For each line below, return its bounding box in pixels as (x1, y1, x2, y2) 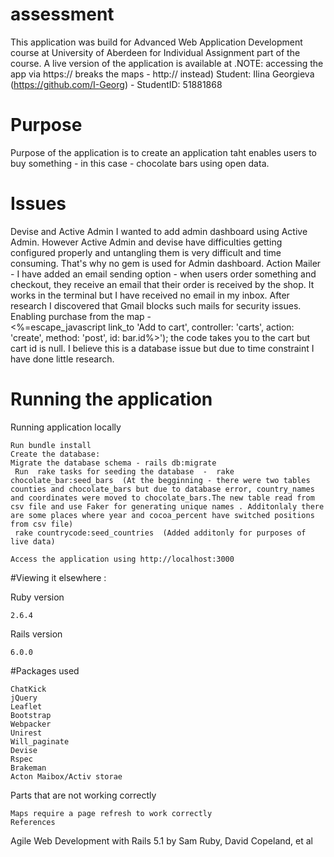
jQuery (10, 693, 38, 703)
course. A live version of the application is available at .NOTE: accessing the (10, 57, 324, 69)
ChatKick (10, 684, 47, 694)
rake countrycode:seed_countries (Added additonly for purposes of (14, 528, 307, 538)
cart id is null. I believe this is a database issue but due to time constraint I (10, 342, 315, 354)
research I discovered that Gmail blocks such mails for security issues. (10, 299, 302, 312)
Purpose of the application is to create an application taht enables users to (10, 146, 317, 158)
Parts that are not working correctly (10, 789, 157, 801)
